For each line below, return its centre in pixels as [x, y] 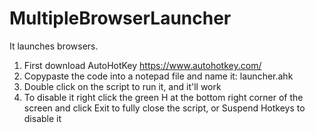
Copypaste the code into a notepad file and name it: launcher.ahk [158, 76]
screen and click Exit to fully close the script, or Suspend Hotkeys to [164, 108]
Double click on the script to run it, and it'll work [122, 86]
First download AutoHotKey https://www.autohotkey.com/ [142, 65]
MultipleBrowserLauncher [120, 18]
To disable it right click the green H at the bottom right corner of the [163, 97]
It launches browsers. [54, 46]
